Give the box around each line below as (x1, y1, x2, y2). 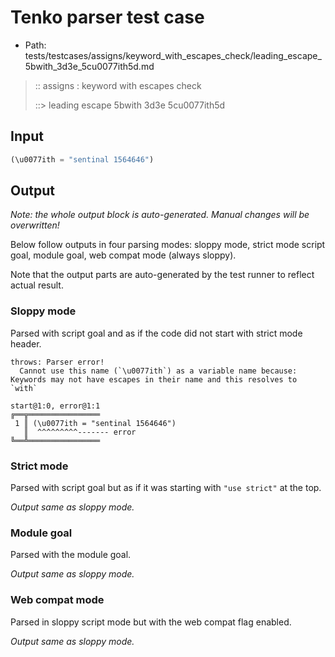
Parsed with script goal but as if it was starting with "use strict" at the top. (10, 482, 322, 494)
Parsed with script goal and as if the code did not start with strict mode (10, 327, 303, 339)
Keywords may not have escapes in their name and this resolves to (10, 374, 298, 385)
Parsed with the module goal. (10, 549, 132, 561)
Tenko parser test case (10, 6, 205, 29)
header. (10, 337, 42, 350)
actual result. (10, 279, 64, 291)
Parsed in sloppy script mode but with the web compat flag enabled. (10, 616, 292, 628)
